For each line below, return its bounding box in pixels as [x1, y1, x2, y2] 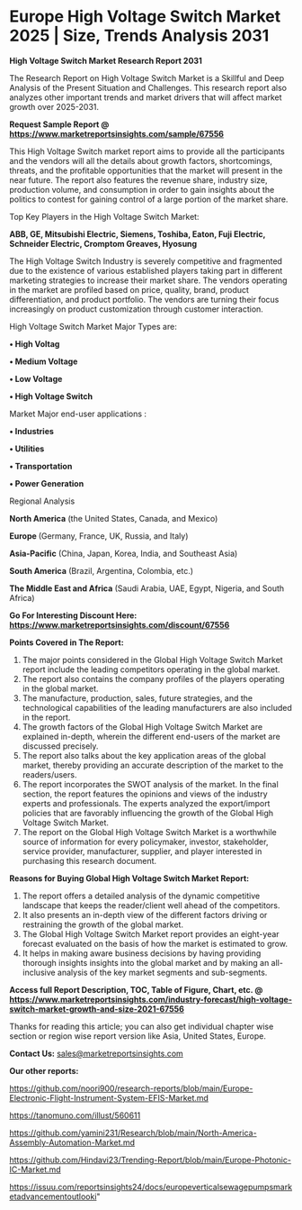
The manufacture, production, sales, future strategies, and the [22, 692, 253, 704]
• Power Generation [9, 478, 84, 488]
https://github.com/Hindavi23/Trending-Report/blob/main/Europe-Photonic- [9, 1154, 292, 1165]
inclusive [22, 967, 56, 978]
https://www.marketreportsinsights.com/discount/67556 [9, 619, 230, 630]
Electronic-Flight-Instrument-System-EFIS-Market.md [9, 1092, 209, 1103]
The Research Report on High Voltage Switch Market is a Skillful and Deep [9, 72, 285, 83]
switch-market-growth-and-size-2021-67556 [9, 1003, 184, 1014]
